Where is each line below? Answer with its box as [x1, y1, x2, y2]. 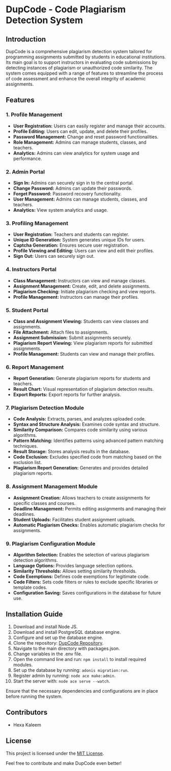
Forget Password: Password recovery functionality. [13, 190, 122, 196]
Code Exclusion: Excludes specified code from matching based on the [13, 454, 162, 460]
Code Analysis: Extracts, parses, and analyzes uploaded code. [13, 416, 146, 422]
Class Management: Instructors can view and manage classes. [13, 277, 147, 283]
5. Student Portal [6, 306, 49, 314]
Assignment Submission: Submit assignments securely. [13, 334, 132, 341]
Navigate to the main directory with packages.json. [13, 645, 120, 651]
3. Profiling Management [6, 219, 68, 227]
